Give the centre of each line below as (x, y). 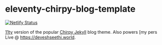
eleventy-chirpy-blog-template (70, 9)
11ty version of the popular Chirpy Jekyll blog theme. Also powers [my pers (81, 32)
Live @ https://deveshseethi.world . (40, 37)
